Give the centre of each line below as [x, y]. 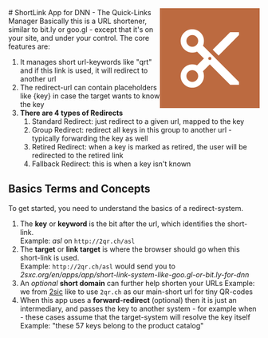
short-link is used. [49, 257]
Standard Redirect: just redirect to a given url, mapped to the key [138, 121]
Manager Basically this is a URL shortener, [78, 21]
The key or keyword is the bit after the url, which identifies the [122, 224]
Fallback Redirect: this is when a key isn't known [111, 164]
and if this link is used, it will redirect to [84, 70]
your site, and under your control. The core [79, 38]
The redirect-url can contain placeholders [88, 87]
